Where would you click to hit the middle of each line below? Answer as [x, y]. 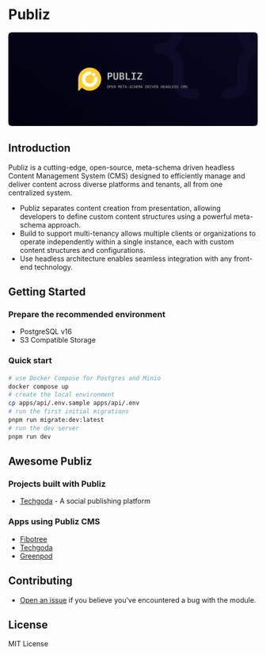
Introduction [40, 148]
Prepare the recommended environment [87, 315]
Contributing [40, 581]
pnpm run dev [30, 437]
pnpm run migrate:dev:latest [56, 420]
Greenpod [36, 556]
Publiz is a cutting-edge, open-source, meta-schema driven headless [122, 167]
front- [243, 259]
